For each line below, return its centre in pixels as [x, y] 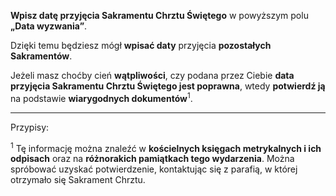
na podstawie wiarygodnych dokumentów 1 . [101, 97]
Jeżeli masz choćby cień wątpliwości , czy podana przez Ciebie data [152, 75]
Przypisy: [30, 127]
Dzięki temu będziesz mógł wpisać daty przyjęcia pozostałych [141, 45]
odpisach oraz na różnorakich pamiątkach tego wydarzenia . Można [152, 159]
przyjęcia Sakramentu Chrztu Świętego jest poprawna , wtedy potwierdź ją [168, 86]
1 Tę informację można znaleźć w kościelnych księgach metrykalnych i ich [166, 147]
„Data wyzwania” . [49, 26]
